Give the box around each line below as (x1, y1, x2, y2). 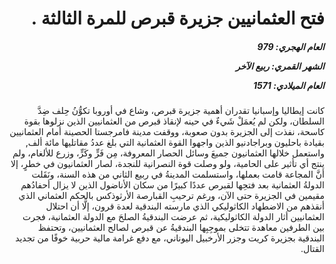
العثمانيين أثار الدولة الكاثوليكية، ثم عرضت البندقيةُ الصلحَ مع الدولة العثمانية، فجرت (22, 211, 325, 223)
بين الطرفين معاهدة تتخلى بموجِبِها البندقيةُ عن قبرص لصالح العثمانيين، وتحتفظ (37, 222, 325, 234)
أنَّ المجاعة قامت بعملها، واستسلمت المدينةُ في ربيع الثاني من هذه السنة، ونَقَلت (31, 168, 325, 181)
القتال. (300, 243, 325, 255)
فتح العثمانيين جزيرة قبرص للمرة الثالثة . (30, 7, 325, 30)
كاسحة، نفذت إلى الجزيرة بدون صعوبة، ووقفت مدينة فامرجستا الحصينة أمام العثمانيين (9, 126, 325, 138)
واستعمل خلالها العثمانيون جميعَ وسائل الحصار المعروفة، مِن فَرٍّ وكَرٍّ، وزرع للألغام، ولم (12, 147, 325, 159)
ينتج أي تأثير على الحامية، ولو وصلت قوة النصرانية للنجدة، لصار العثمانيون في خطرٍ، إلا (10, 158, 325, 170)
